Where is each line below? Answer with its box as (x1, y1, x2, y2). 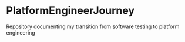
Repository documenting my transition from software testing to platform (6, 23, 180, 30)
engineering (6, 29, 35, 36)
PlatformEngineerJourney (6, 4, 135, 17)
